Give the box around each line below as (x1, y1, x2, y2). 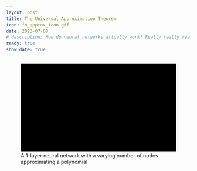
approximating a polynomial (21, 159, 88, 166)
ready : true (6, 41, 35, 46)
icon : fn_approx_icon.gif (6, 22, 69, 28)
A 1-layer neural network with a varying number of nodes (21, 152, 158, 159)
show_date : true (6, 47, 46, 53)
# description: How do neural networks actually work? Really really (6, 34, 180, 41)
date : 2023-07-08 (6, 28, 49, 34)
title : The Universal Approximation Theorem (6, 15, 117, 22)
